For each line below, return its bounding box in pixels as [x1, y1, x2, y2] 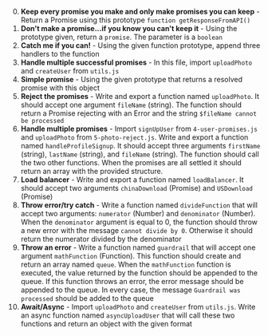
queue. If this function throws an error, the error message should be [20, 277, 244, 286]
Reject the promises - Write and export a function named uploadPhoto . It [20, 92, 260, 101]
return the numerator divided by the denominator [20, 235, 182, 243]
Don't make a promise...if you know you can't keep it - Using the [20, 24, 238, 33]
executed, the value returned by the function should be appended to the [20, 268, 258, 278]
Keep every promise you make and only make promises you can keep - [20, 7, 260, 16]
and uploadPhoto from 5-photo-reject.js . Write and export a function [20, 132, 249, 142]
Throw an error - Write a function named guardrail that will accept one [20, 243, 256, 252]
